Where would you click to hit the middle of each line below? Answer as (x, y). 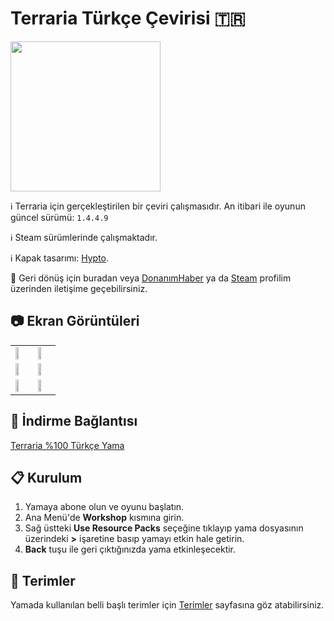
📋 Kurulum (46, 477)
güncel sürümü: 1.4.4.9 (59, 217)
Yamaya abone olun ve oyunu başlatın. (104, 507)
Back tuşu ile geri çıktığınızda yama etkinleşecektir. (130, 549)
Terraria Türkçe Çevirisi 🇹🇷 (128, 18)
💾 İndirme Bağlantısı (74, 421)
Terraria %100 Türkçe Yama (67, 445)
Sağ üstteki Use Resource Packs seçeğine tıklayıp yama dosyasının (164, 528)
